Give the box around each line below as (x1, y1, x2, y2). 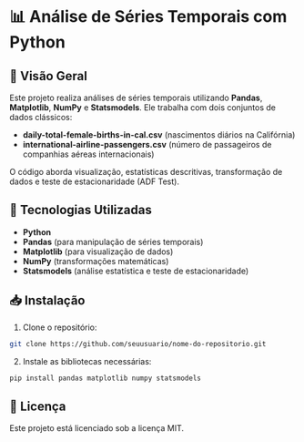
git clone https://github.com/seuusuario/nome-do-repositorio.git (9, 339, 267, 348)
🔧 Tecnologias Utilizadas (9, 202, 152, 218)
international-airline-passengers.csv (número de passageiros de (22, 139, 272, 149)
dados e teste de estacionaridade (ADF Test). (9, 176, 180, 187)
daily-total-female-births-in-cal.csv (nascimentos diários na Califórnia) (22, 129, 296, 140)
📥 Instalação (9, 293, 86, 309)
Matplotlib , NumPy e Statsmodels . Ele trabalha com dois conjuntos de (9, 102, 276, 113)
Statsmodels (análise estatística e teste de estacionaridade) (22, 265, 249, 276)
